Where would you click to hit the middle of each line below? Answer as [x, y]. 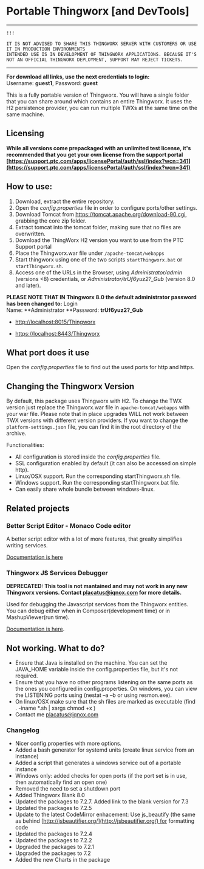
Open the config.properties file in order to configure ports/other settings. [106, 207]
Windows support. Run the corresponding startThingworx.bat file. [97, 483]
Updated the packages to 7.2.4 [54, 834]
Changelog [23, 730]
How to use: [29, 187]
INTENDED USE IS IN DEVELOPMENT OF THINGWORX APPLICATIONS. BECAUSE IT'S [102, 54]
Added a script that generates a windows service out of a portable [98, 763]
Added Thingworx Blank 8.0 [50, 795]
